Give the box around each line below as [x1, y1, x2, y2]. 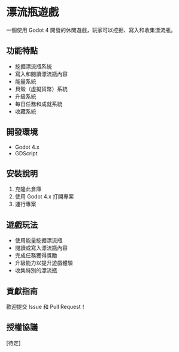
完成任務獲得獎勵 [14, 252, 57, 259]
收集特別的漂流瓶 [14, 267, 57, 274]
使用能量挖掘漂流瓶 [14, 237, 63, 244]
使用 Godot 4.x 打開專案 [14, 193, 74, 200]
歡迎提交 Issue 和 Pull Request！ [6, 303, 86, 310]
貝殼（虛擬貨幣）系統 [14, 85, 68, 92]
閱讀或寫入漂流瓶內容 [14, 244, 68, 252]
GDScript [14, 149, 38, 157]
